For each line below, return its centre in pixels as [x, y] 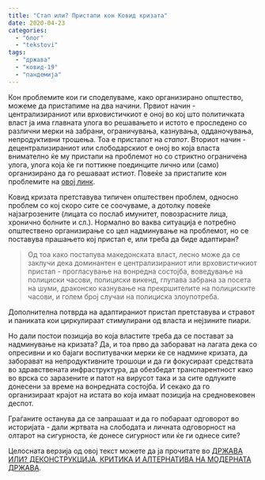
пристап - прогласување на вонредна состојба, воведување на [135, 271]
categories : [28, 30]
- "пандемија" [38, 75]
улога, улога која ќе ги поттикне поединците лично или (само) [114, 164]
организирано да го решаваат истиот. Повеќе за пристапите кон [117, 173]
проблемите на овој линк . [52, 181]
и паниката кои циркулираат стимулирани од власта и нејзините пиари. [130, 320]
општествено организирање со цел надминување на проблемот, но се [129, 230]
